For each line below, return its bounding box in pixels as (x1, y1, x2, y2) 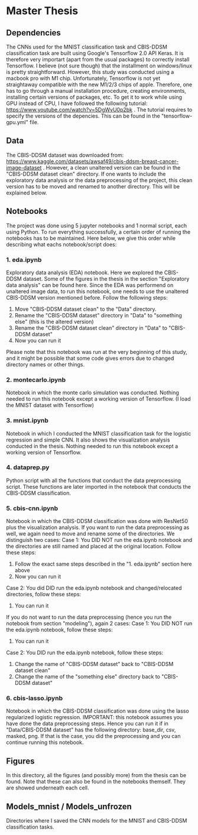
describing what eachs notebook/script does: (6, 241, 117, 248)
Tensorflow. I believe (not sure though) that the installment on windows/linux (6, 62, 193, 69)
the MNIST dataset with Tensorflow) (6, 402, 95, 409)
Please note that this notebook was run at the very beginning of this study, (6, 348, 187, 355)
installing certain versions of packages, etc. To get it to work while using (6, 93, 182, 100)
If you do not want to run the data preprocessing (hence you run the (6, 613, 172, 621)
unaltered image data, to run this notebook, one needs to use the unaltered (6, 288, 189, 295)
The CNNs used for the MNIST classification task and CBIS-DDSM (6, 43, 167, 50)
